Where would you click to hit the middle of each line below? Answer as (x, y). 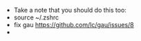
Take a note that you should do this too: (70, 10)
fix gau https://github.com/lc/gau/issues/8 (74, 25)
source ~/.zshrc (36, 17)
